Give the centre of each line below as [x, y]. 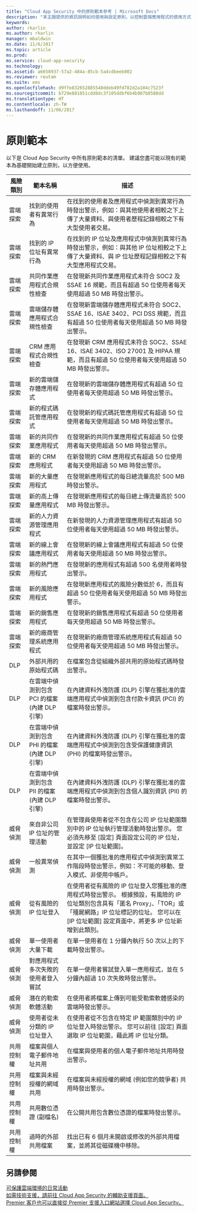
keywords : [18, 22]
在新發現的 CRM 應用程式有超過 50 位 [119, 457]
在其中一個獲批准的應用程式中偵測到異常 [123, 857]
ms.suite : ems [23, 83]
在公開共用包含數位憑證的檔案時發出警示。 [125, 1113]
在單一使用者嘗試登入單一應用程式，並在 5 [125, 970]
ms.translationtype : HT [35, 99]
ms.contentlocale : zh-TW [36, 104]
